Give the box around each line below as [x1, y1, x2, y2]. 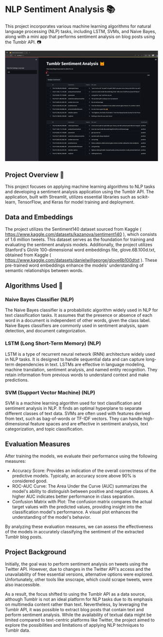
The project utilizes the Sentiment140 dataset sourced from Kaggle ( [5, 226, 142, 232]
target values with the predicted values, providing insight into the [12, 504, 142, 510]
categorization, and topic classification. [5, 426, 84, 432]
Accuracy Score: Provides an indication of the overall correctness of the [12, 468, 157, 473]
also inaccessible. [5, 582, 41, 587]
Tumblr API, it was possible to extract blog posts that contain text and [5, 606, 144, 612]
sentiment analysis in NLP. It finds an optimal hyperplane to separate [5, 405, 142, 411]
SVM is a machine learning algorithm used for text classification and [5, 400, 142, 406]
